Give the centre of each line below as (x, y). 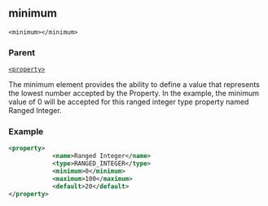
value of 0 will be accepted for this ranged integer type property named (129, 102)
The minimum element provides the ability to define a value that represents (134, 85)
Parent (22, 52)
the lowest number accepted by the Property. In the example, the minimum (134, 94)
